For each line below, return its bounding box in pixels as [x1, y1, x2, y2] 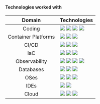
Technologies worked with [5, 4, 62, 10]
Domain [22, 17, 41, 24]
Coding [22, 25, 40, 32]
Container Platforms [8, 33, 55, 40]
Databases [18, 66, 44, 73]
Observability [15, 58, 47, 65]
